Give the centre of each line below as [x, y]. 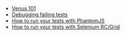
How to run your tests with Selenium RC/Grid [66, 27]
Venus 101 [24, 8]
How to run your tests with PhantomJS [58, 21]
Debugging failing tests [40, 15]
